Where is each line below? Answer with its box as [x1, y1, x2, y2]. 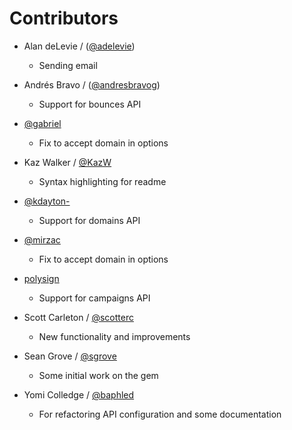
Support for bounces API [38, 98, 142, 110]
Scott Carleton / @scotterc [23, 311, 134, 323]
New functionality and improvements [38, 330, 191, 342]
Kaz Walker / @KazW [23, 156, 112, 168]
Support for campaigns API [38, 292, 151, 304]
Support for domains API [38, 214, 141, 226]
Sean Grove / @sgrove [23, 350, 117, 362]
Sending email [38, 59, 98, 71]
